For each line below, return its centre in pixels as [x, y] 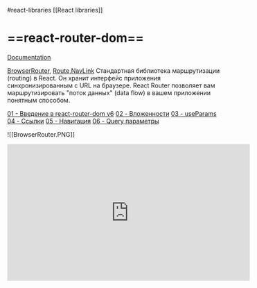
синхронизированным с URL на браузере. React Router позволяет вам [111, 85]
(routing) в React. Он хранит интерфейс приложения [84, 78]
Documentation [29, 57]
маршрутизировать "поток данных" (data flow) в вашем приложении [109, 92]
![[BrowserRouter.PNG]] [41, 134]
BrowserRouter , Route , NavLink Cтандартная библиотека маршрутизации [114, 70]
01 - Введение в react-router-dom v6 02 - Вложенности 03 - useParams [112, 113]
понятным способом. [39, 100]
